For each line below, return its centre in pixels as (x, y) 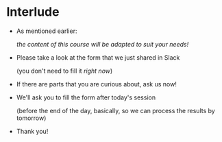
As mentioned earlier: (47, 31)
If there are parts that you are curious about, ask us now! (97, 84)
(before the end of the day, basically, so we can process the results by (115, 110)
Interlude (33, 12)
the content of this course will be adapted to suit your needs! (102, 44)
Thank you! (32, 131)
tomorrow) (31, 118)
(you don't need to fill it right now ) (64, 71)
